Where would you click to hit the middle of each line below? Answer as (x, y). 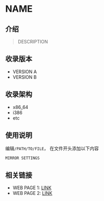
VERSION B (24, 77)
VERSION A (25, 72)
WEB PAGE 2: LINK (32, 193)
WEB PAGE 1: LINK (32, 188)
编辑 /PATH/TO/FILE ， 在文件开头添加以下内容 (52, 148)
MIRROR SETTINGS (22, 158)
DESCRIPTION (33, 42)
